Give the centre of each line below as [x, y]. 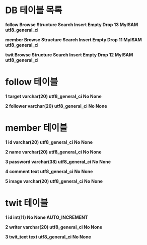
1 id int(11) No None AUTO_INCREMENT [47, 217]
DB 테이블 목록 [34, 10]
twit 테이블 [27, 203]
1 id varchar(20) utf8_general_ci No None [49, 142]
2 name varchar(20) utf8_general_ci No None [53, 152]
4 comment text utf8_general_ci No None [49, 171]
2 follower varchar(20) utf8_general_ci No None [56, 106]
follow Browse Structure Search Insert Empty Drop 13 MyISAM [72, 24]
